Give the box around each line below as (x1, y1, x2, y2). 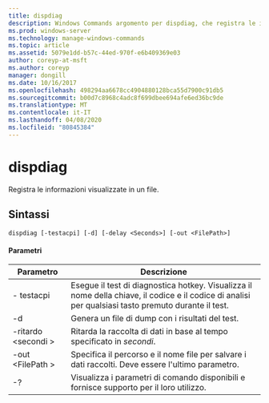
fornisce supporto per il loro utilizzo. (70, 381, 207, 393)
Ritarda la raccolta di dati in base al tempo (70, 325, 228, 337)
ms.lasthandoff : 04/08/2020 (8, 116, 102, 124)
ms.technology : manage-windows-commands (8, 34, 146, 42)
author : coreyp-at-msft (8, 57, 88, 65)
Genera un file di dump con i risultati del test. (70, 312, 239, 324)
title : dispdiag (8, 11, 62, 20)
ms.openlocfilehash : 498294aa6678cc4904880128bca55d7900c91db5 (8, 86, 224, 95)
